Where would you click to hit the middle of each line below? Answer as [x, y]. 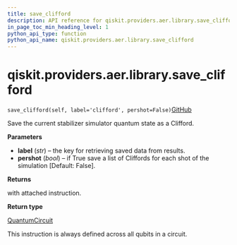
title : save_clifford [39, 14]
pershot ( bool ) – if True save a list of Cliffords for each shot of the [113, 158]
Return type [25, 207]
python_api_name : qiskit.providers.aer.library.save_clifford [101, 40]
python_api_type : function [47, 34]
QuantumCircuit [30, 220]
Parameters [25, 137]
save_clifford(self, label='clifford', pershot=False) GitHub [99, 109]
